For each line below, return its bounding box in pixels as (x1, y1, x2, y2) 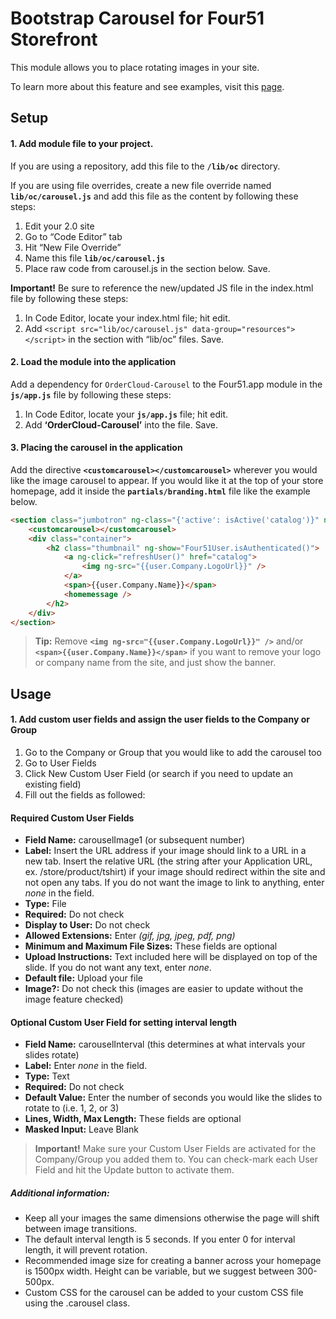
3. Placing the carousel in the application (10, 442, 183, 454)
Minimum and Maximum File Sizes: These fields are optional (24, 940, 278, 952)
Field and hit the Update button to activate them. (34, 1164, 235, 1176)
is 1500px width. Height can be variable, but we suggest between (24, 1265, 295, 1277)
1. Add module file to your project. (10, 137, 154, 149)
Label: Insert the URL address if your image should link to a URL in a (24, 845, 307, 857)
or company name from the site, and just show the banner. (34, 657, 277, 669)
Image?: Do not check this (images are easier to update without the (24, 983, 304, 995)
